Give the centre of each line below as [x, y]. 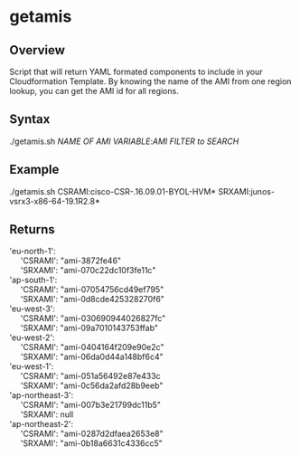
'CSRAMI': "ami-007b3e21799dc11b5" [90, 405]
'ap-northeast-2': [42, 424]
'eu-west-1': [32, 366]
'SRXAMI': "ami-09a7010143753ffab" [89, 328]
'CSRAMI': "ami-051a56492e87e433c [90, 376]
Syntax [30, 119]
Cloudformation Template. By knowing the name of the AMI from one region [150, 81]
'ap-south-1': [33, 280]
